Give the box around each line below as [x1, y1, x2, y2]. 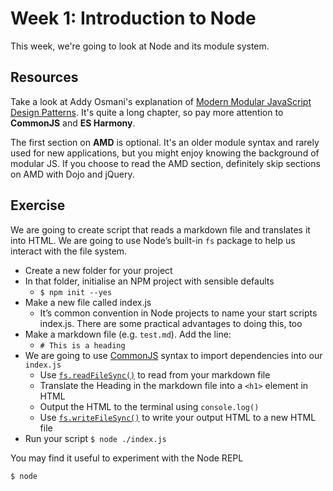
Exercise [10, 197, 66, 214]
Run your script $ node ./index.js [24, 432, 167, 444]
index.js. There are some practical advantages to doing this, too [39, 317, 303, 329]
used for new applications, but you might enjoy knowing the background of [10, 147, 320, 159]
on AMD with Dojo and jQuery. [10, 168, 135, 180]
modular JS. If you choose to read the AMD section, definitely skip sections [10, 157, 321, 169]
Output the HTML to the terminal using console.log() [39, 400, 260, 412]
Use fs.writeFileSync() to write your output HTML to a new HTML [39, 411, 317, 423]
